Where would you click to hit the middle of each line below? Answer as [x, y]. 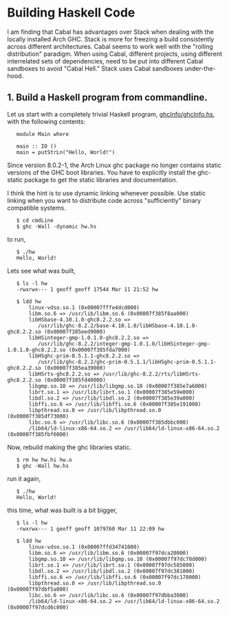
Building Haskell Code [71, 13]
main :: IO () [36, 146]
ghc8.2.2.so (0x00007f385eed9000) [57, 332]
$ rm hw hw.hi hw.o [44, 460]
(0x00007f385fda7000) [99, 350]
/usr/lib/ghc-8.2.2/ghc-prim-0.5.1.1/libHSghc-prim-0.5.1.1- [127, 362]
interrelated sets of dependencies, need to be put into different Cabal [105, 61]
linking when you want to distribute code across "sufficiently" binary [104, 200]
